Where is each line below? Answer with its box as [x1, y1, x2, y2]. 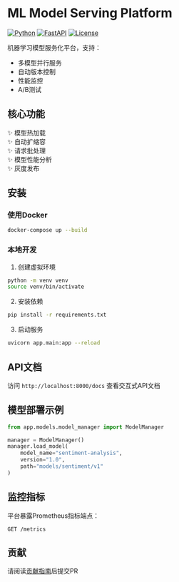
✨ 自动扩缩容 [7, 137, 46, 145]
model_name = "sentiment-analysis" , [20, 449, 123, 457]
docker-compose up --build [7, 227, 88, 234]
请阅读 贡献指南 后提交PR [7, 567, 78, 576]
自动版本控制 [17, 67, 56, 76]
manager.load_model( [7, 443, 69, 450]
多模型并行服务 [17, 58, 62, 67]
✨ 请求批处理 [7, 146, 46, 155]
